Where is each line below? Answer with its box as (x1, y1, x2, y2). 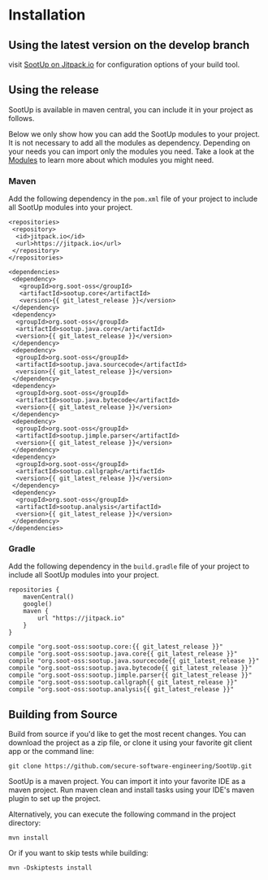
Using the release (8, 83, 99, 97)
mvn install (8, 834, 49, 843)
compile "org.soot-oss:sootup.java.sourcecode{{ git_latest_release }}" (8, 657, 260, 665)
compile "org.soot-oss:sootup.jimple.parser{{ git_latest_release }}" (8, 671, 253, 680)
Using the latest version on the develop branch (8, 38, 250, 52)
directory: (8, 818, 41, 828)
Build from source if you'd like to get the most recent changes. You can (8, 730, 246, 739)
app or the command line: (8, 747, 95, 756)
